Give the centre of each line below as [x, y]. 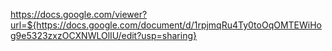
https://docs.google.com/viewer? [79, 14]
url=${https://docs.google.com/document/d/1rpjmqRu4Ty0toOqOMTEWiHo [166, 25]
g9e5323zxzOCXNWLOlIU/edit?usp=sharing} [103, 35]
